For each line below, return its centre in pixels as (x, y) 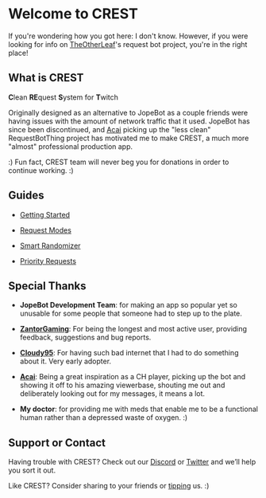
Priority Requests (48, 261)
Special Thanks (47, 286)
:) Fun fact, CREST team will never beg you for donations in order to (119, 162)
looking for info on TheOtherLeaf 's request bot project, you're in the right (128, 44)
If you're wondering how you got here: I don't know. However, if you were (128, 36)
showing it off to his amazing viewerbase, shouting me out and (122, 385)
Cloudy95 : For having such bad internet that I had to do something (129, 353)
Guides (27, 196)
